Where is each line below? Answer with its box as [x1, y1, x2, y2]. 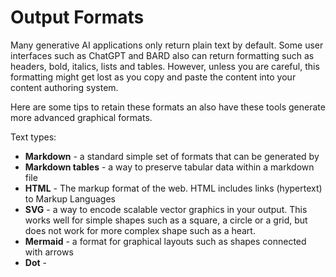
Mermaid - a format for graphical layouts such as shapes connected [24, 235, 307, 247]
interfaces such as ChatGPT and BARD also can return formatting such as [10, 49, 315, 61]
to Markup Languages [24, 192, 116, 205]
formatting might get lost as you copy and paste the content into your [10, 71, 297, 83]
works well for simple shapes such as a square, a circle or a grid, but [24, 214, 308, 226]
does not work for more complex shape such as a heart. [24, 224, 256, 236]
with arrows [24, 246, 74, 258]
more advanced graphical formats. [10, 111, 153, 123]
